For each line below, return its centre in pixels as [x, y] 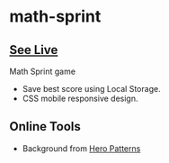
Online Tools [45, 127]
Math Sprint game [43, 71]
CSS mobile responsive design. [80, 98]
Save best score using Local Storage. [91, 89]
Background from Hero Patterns [81, 148]
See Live [34, 50]
